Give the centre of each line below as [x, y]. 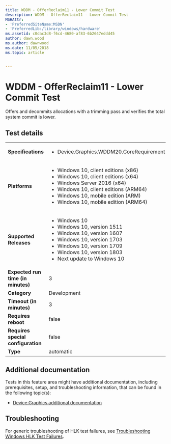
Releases [19, 243]
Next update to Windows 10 [91, 259]
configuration [25, 343]
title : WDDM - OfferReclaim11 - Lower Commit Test [60, 10]
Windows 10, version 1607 [90, 233]
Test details [24, 133]
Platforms [20, 186]
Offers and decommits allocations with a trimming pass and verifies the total [85, 112]
